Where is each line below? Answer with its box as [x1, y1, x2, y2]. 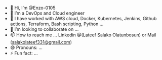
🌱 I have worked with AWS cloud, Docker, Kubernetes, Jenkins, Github [10, 16, 157, 21]
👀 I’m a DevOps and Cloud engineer [10, 10, 85, 16]
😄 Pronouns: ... [10, 44, 43, 50]
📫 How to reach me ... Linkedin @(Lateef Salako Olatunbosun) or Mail [10, 32, 156, 38]
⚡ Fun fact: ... [10, 50, 38, 56]
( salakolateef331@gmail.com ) [10, 39, 72, 45]
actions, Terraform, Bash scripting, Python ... [10, 21, 104, 27]
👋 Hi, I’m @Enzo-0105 [10, 5, 56, 11]
